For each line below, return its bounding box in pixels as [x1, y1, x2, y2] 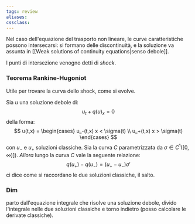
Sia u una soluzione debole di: [6, 99, 79, 106]
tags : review [6, 8, 38, 15]
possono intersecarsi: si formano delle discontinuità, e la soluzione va [6, 42, 175, 49]
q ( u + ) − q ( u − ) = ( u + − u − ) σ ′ [66, 161, 131, 169]
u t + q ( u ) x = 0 [81, 108, 115, 116]
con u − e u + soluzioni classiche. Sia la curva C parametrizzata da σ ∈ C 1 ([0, [6, 143, 189, 152]
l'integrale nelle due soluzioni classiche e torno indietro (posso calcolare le [6, 206, 186, 213]
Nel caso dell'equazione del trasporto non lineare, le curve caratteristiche [6, 36, 183, 43]
